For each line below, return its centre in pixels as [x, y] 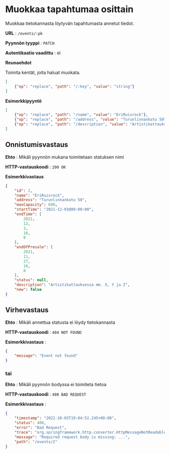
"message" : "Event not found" [46, 356]
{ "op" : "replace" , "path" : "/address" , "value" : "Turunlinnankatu [86, 120]
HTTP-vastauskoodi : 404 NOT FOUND [44, 332]
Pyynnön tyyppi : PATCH [30, 43]
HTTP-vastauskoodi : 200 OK [36, 167]
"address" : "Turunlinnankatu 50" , [51, 200]
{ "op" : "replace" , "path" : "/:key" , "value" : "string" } [75, 86]
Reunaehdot [18, 62]
